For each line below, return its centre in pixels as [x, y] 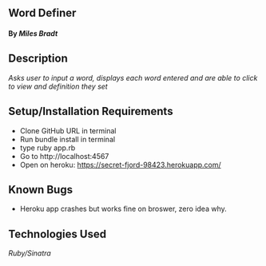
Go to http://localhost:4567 [64, 156]
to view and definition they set [58, 86]
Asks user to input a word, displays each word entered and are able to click [133, 77]
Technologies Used [57, 234]
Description [38, 59]
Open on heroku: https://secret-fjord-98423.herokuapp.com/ [120, 165]
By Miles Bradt [33, 33]
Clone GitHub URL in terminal [68, 130]
